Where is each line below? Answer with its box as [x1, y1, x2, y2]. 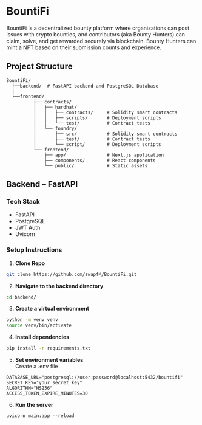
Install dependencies [15, 333, 70, 341]
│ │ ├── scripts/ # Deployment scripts [33, 114, 162, 121]
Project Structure [6, 61, 73, 72]
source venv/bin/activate [6, 322, 72, 329]
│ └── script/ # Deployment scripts [33, 141, 162, 147]
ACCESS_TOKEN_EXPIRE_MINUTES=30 [6, 390, 88, 396]
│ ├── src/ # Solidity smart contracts [33, 131, 178, 137]
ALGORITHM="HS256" [6, 385, 53, 392]
